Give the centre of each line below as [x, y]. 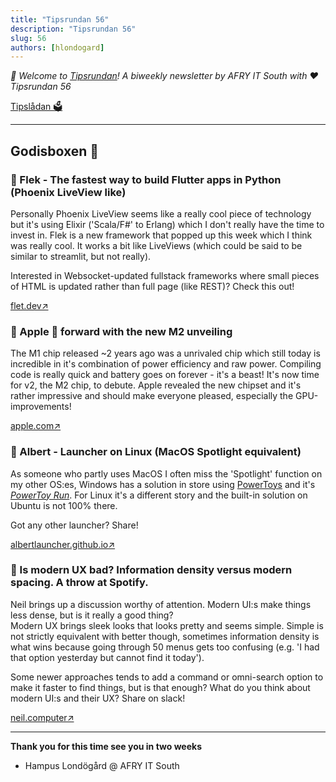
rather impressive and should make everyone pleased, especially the [152, 396]
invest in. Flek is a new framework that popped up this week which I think [161, 235]
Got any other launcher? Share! [74, 525]
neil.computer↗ [42, 717]
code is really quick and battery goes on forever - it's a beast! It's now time [165, 375]
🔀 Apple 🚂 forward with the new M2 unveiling [121, 331]
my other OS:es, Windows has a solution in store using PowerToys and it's [163, 484]
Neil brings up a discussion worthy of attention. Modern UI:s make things [161, 604]
